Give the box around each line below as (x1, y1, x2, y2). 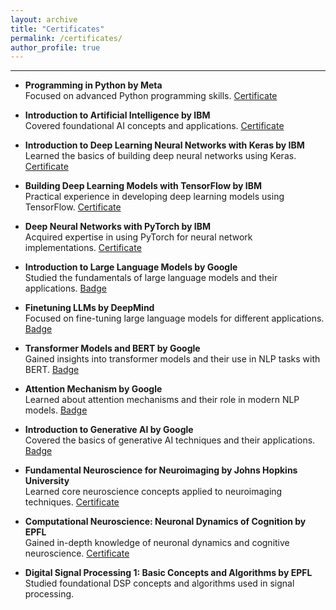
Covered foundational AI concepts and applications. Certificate (24, 120, 285, 132)
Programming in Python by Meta (24, 79, 163, 91)
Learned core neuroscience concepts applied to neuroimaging (24, 486, 283, 498)
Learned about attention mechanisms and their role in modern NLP (24, 394, 300, 406)
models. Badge (24, 404, 88, 416)
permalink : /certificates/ (10, 33, 123, 43)
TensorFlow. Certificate (24, 201, 122, 213)
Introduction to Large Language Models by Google (24, 261, 238, 273)
